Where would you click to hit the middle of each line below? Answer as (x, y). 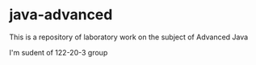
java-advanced (61, 15)
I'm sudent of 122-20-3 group (59, 52)
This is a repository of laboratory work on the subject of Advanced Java (129, 37)
